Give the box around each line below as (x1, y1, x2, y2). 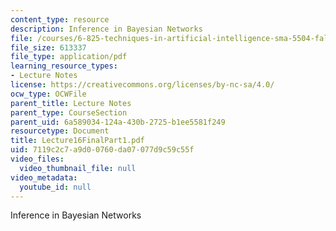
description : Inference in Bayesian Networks (10, 24, 203, 34)
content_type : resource (10, 14, 110, 25)
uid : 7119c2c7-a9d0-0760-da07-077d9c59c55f (10, 145, 195, 155)
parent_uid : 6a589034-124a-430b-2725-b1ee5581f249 (10, 117, 226, 127)
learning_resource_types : (10, 61, 118, 71)
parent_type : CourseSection (10, 107, 128, 118)
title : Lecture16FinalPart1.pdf (10, 136, 145, 146)
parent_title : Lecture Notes (10, 98, 132, 108)
